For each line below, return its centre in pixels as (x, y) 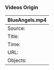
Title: (13, 36)
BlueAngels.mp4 (27, 20)
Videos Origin (22, 7)
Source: (16, 29)
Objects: (17, 61)
